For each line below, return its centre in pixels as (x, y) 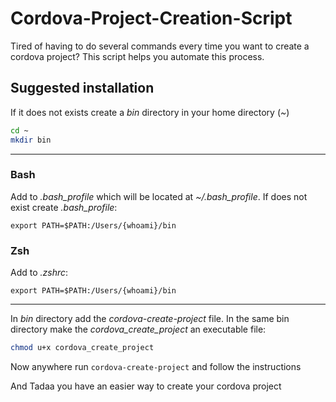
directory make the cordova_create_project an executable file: (138, 329)
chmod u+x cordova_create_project (82, 348)
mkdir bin (31, 140)
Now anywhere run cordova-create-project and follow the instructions (156, 366)
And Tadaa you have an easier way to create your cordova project (146, 386)
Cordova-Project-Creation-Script (151, 18)
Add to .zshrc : (39, 273)
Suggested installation (82, 88)
